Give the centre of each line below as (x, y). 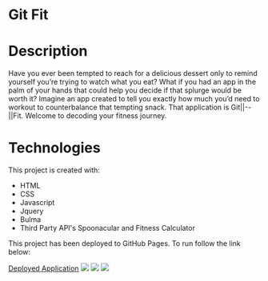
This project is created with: (54, 170)
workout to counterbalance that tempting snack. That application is (119, 107)
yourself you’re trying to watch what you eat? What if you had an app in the (132, 82)
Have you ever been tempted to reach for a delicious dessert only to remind (133, 73)
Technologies (55, 148)
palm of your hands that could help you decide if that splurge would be (125, 90)
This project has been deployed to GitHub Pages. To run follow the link (125, 243)
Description (48, 51)
